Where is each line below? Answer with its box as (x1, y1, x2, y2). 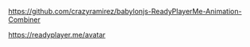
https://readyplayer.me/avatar (8, 31, 106, 39)
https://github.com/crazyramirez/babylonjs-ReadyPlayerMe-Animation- (8, 7, 242, 16)
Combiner (8, 15, 41, 24)
